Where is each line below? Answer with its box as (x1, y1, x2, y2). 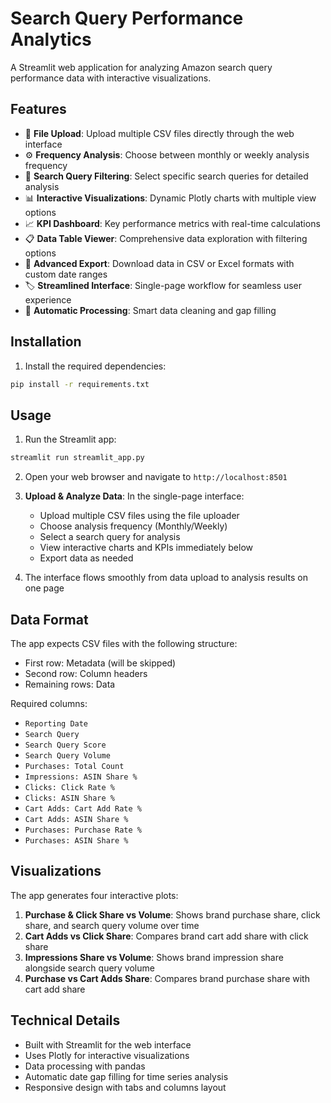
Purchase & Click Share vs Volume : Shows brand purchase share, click (24, 908, 321, 921)
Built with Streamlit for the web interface (24, 1038, 192, 1051)
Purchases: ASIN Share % (24, 835, 129, 846)
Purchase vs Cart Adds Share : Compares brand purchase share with (24, 972, 310, 984)
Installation (10, 333, 82, 351)
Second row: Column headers (24, 667, 148, 679)
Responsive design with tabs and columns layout (24, 1081, 227, 1093)
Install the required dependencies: (24, 360, 167, 372)
